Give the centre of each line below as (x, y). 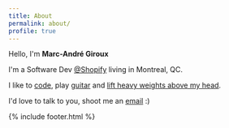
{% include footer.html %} (52, 117)
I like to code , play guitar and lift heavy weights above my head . (115, 85)
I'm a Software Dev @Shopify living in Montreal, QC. (96, 70)
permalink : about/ (39, 23)
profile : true (32, 31)
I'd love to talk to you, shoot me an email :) (79, 101)
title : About (30, 16)
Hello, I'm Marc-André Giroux (58, 54)
